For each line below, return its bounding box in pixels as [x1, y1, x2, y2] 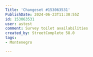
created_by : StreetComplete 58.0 [5, 30, 75, 35]
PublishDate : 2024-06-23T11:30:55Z [5, 12, 79, 17]
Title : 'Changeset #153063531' [5, 7, 70, 12]
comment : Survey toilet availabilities [5, 26, 88, 31]
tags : [5, 35, 16, 40]
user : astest [5, 21, 32, 26]
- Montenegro [5, 40, 32, 45]
